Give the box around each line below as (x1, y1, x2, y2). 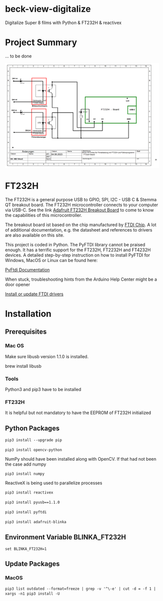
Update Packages (5, 560, 60, 568)
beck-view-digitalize (5, 3, 91, 15)
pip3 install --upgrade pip (5, 438, 62, 443)
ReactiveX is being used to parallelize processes (5, 480, 102, 486)
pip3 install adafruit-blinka (5, 520, 67, 524)
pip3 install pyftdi (5, 510, 47, 515)
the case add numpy (5, 461, 46, 467)
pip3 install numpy (5, 471, 45, 476)
